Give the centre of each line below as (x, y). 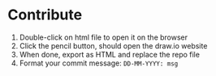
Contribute (45, 15)
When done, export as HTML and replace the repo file (110, 54)
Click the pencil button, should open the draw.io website (113, 45)
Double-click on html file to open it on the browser (104, 37)
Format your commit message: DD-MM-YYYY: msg (99, 63)
